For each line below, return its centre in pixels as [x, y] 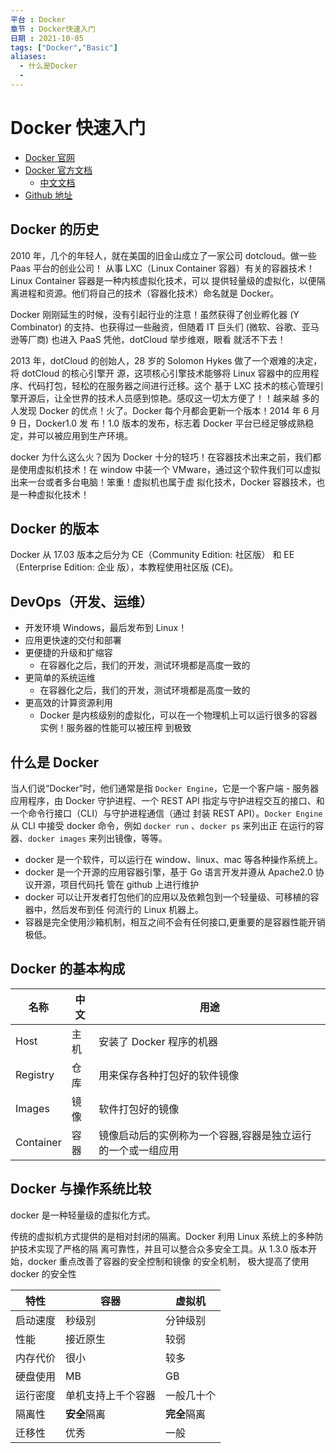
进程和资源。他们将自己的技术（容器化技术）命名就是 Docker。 [149, 293]
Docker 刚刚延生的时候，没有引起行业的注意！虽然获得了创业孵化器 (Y [155, 314]
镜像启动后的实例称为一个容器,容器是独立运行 [205, 1135]
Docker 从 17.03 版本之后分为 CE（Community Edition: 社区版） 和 [146, 555]
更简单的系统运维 [60, 678]
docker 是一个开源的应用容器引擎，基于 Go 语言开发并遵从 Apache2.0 [168, 872]
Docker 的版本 [55, 529]
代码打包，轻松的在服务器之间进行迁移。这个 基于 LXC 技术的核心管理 [171, 385]
